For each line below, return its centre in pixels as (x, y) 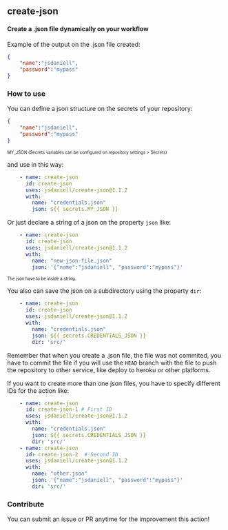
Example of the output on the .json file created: (74, 44)
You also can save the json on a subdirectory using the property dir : (104, 291)
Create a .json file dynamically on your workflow (78, 29)
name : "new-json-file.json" (72, 261)
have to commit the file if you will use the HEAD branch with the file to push (112, 363)
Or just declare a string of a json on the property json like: (89, 223)
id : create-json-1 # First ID (69, 409)
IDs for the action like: (38, 390)
